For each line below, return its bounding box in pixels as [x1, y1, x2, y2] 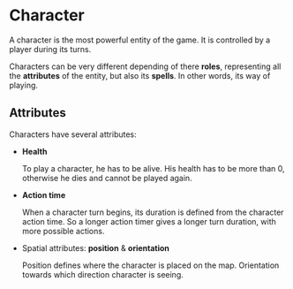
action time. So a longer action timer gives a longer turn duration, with [21, 216, 276, 226]
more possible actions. [21, 225, 105, 236]
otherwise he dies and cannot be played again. [21, 172, 192, 183]
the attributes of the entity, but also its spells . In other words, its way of [9, 70, 271, 80]
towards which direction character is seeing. [21, 269, 184, 279]
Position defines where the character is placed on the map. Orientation [21, 260, 280, 270]
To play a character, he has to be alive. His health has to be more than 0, [21, 163, 285, 173]
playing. [9, 80, 38, 90]
